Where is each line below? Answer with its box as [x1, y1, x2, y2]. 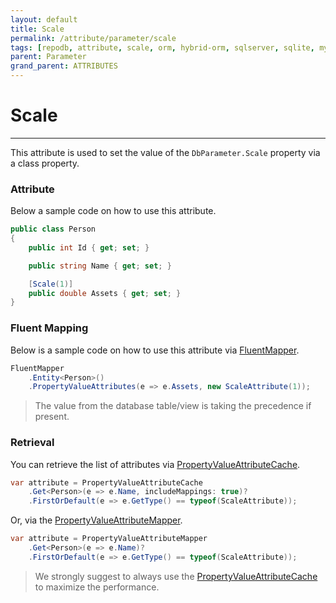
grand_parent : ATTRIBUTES [10, 61, 118, 71]
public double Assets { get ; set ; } [28, 288, 182, 298]
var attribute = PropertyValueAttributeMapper [10, 534, 208, 544]
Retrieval [10, 436, 55, 450]
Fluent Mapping [10, 321, 89, 335]
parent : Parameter [10, 52, 87, 62]
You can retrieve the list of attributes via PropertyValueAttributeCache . [10, 458, 301, 470]
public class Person [10, 224, 97, 235]
